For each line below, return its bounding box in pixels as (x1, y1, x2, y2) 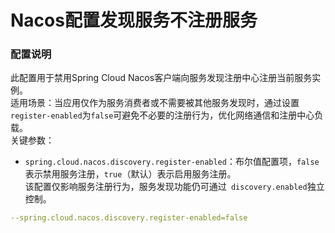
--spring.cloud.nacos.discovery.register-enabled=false (10, 213, 248, 223)
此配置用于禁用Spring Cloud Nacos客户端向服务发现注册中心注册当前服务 (10, 72, 313, 84)
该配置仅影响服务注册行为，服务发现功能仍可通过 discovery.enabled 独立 (24, 181, 325, 193)
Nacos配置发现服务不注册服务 (10, 9, 258, 32)
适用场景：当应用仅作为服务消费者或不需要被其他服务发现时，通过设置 (10, 97, 300, 109)
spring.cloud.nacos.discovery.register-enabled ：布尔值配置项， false (24, 156, 320, 168)
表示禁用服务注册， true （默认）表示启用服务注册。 (24, 168, 237, 180)
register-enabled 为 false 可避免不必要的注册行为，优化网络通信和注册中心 (10, 109, 315, 121)
